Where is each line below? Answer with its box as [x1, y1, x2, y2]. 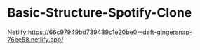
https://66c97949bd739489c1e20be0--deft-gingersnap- [27, 28, 193, 36]
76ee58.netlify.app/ [7, 35, 64, 43]
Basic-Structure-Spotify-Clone [7, 5, 192, 21]
